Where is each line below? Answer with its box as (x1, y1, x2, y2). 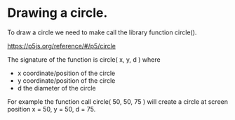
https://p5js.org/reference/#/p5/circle (7, 41, 116, 50)
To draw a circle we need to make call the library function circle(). (7, 28, 197, 36)
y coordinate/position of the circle (17, 76, 116, 85)
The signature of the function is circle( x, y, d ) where (7, 55, 161, 64)
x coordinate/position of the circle (17, 69, 116, 77)
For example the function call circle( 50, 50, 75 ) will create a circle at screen (7, 97, 228, 106)
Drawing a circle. (7, 5, 108, 21)
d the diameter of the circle (17, 84, 96, 92)
